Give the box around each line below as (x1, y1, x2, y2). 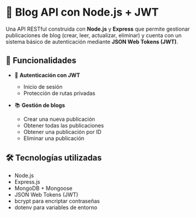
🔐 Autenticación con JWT (14, 72, 81, 79)
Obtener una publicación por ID (23, 128, 102, 135)
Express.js (14, 178, 40, 185)
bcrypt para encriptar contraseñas (14, 197, 100, 204)
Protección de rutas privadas (23, 90, 96, 97)
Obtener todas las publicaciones (23, 121, 104, 129)
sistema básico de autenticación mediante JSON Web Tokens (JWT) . (5, 38, 179, 45)
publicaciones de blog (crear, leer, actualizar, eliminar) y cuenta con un (5, 31, 182, 38)
